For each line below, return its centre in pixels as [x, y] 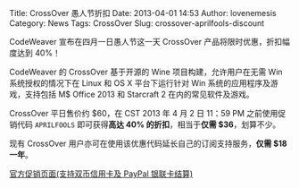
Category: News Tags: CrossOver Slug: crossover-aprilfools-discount [137, 23]
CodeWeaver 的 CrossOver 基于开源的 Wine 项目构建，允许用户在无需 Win [146, 72]
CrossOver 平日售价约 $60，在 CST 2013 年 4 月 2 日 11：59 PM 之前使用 [144, 113]
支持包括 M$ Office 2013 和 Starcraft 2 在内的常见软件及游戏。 [139, 94]
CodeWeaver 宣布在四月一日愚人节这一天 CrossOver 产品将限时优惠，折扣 [146, 42]
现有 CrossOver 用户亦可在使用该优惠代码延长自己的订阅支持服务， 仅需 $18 [148, 143]
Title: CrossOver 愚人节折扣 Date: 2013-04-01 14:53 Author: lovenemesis [143, 13]
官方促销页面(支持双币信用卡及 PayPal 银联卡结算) [101, 174]
